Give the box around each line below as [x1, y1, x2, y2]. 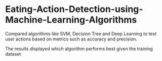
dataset [5, 51, 21, 57]
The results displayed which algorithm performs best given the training [5, 45, 153, 51]
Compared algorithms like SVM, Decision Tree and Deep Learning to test [5, 30, 157, 36]
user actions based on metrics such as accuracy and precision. [5, 36, 138, 42]
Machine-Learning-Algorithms [5, 14, 137, 25]
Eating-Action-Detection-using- [5, 3, 143, 15]
